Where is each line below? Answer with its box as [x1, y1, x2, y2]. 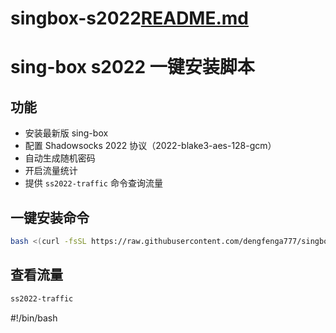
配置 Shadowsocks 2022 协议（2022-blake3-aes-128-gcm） [24, 140, 277, 152]
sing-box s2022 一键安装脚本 [10, 56, 255, 79]
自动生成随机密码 [24, 152, 96, 164]
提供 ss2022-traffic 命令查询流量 [24, 177, 163, 189]
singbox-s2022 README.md [10, 7, 250, 30]
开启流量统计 [24, 165, 78, 177]
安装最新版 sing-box [24, 127, 109, 139]
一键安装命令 [10, 209, 90, 226]
